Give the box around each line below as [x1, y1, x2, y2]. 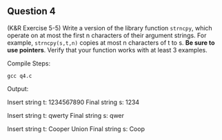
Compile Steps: [7, 59, 50, 68]
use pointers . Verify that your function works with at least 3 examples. [7, 46, 208, 54]
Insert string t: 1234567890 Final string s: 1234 [7, 98, 140, 106]
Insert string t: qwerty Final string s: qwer [7, 111, 125, 119]
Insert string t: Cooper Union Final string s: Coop [7, 124, 145, 133]
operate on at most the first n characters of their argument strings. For [7, 31, 207, 39]
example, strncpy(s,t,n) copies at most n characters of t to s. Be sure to [7, 38, 215, 47]
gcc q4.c [7, 72, 32, 79]
